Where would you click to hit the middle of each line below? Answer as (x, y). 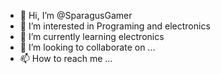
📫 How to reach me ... (66, 58)
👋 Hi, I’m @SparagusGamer (76, 15)
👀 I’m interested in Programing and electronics (115, 26)
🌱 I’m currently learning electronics (92, 36)
